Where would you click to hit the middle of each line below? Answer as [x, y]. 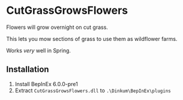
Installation [28, 70]
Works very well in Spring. [38, 50]
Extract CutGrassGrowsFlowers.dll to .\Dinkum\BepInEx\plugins [93, 90]
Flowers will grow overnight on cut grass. [57, 27]
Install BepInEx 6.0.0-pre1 [46, 84]
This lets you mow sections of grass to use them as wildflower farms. [92, 39]
